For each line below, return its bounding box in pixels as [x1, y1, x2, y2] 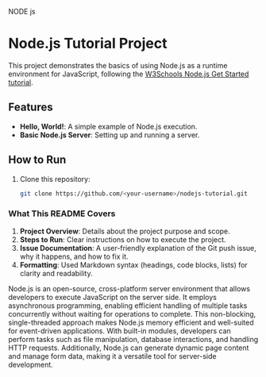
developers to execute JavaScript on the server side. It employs [8, 292, 217, 302]
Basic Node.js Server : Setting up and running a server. [19, 130, 200, 140]
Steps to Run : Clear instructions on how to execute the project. [19, 234, 226, 244]
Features [8, 101, 53, 114]
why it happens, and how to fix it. [19, 252, 129, 261]
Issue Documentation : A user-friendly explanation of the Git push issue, [19, 243, 256, 252]
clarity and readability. [19, 268, 93, 278]
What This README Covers [8, 208, 116, 219]
